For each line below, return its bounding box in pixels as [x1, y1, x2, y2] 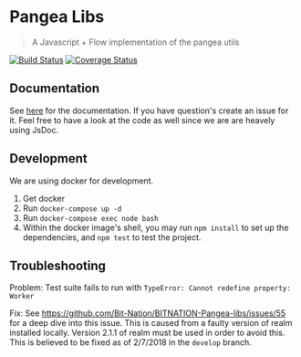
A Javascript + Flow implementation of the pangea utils [31, 37, 240, 47]
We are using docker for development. [9, 175, 153, 186]
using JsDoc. [9, 124, 59, 135]
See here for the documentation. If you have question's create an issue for [9, 105, 289, 116]
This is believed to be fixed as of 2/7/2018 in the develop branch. [9, 337, 253, 348]
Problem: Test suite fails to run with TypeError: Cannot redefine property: [9, 282, 292, 293]
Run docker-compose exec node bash [22, 212, 159, 223]
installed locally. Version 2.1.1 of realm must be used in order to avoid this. [9, 327, 285, 339]
